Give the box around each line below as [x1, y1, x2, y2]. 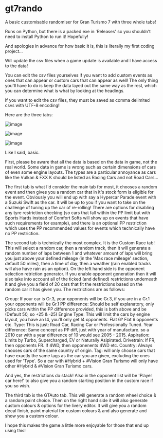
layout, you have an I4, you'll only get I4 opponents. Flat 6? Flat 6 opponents [5, 316, 158, 322]
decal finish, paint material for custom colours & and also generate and [5, 407, 147, 414]
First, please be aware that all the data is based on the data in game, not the [5, 159, 157, 164]
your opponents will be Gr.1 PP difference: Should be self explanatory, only [5, 301, 154, 307]
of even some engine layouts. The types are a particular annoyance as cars [5, 169, 156, 175]
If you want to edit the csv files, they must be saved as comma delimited [5, 97, 150, 103]
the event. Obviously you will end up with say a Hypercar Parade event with [5, 194, 157, 200]
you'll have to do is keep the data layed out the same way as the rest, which [5, 82, 157, 88]
